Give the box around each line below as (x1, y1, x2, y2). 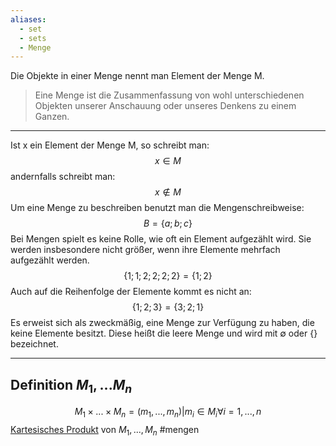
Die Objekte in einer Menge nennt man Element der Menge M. (10, 70, 265, 82)
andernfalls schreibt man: (10, 171, 116, 183)
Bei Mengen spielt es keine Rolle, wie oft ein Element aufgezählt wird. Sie (10, 233, 312, 245)
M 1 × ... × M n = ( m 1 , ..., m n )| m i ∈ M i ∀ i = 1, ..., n (74, 406, 262, 420)
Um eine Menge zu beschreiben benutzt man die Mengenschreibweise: (10, 202, 305, 214)
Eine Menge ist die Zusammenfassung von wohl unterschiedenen (34, 89, 305, 101)
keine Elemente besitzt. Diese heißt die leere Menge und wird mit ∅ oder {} (10, 327, 318, 340)
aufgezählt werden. (10, 254, 90, 266)
